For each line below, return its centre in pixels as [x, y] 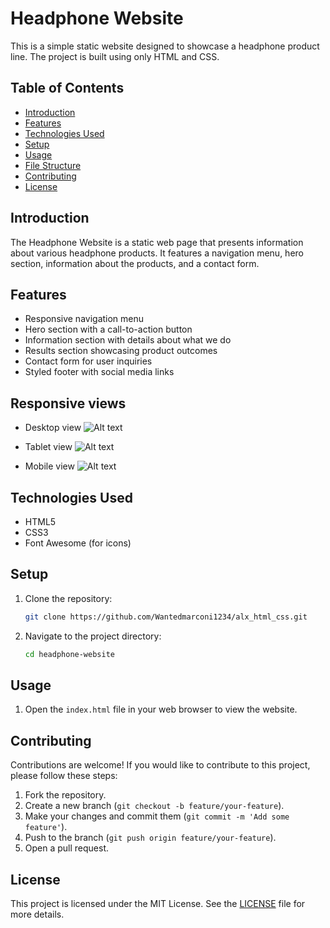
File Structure [53, 165]
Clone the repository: [68, 598]
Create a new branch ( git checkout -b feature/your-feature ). [154, 806]
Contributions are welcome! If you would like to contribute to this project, [160, 765]
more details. [37, 914]
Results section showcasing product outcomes [121, 351]
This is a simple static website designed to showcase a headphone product [165, 46]
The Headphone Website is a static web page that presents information [157, 242]
